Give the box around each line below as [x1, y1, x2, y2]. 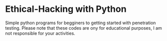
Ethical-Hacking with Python [5, 3, 127, 15]
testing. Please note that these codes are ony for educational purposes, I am [5, 25, 162, 31]
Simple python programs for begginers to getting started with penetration [5, 20, 156, 26]
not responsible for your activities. [5, 30, 76, 36]
